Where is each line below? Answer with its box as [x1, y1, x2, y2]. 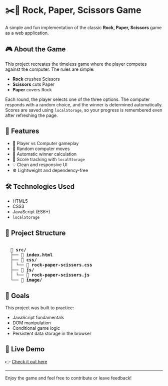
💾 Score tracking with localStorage [12, 156, 85, 162]
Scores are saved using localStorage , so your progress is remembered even [5, 107, 162, 113]
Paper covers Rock [12, 86, 52, 92]
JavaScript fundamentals [12, 315, 64, 320]
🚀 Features [5, 127, 39, 136]
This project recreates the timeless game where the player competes [5, 61, 147, 67]
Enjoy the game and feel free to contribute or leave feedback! [5, 375, 132, 381]
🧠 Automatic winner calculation [12, 151, 77, 157]
